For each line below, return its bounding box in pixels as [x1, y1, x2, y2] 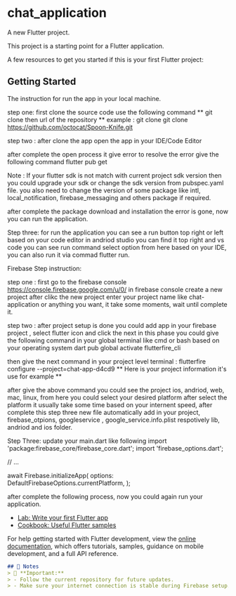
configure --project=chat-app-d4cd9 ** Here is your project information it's [7, 364, 227, 373]
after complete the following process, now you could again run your [7, 492, 204, 501]
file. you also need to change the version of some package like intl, [7, 186, 201, 194]
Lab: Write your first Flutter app [17, 513, 109, 522]
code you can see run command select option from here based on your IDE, [7, 243, 227, 251]
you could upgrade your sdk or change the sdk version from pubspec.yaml [7, 178, 224, 187]
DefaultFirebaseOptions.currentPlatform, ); [7, 479, 131, 487]
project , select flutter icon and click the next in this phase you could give [7, 329, 219, 337]
